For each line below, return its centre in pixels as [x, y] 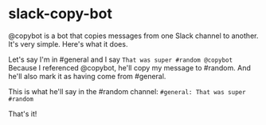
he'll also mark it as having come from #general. [87, 76]
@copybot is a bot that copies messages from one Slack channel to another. [133, 36]
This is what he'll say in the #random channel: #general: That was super [127, 91]
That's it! [23, 114]
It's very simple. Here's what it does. [68, 44]
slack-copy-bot [61, 14]
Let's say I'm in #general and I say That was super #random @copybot [121, 59]
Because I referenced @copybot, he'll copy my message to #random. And [129, 67]
